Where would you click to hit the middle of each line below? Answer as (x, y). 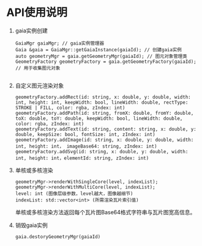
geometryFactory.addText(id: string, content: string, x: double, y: (106, 129)
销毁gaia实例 (31, 225)
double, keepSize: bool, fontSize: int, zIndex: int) (85, 134)
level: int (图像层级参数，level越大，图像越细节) (74, 194)
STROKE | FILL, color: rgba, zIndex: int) (70, 107)
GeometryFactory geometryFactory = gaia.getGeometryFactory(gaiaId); (106, 62)
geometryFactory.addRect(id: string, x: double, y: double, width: (103, 97)
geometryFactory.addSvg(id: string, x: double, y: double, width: (102, 151)
